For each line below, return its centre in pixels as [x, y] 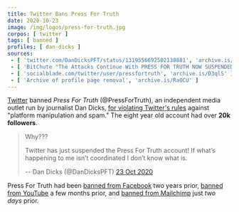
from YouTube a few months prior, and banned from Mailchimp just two [112, 194]
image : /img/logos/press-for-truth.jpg [67, 27]
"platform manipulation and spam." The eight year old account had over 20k [119, 115]
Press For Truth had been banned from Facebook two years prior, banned [115, 186]
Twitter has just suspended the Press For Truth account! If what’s [120, 151]
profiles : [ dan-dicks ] [44, 47]
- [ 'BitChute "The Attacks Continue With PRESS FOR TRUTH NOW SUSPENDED [122, 67]
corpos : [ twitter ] [38, 34]
